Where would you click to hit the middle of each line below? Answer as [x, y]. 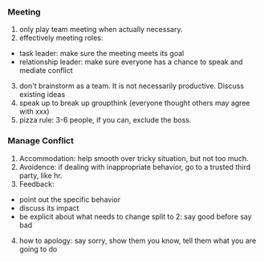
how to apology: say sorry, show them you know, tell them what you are [138, 240]
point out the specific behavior [70, 200]
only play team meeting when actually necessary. [101, 30]
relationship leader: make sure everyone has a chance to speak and [131, 62]
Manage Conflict [41, 141]
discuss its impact [49, 208]
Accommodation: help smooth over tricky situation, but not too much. [134, 158]
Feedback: [37, 183]
